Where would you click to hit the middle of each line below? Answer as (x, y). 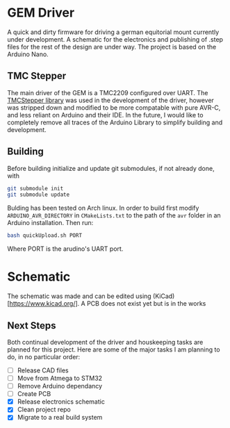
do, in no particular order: (44, 356)
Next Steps (32, 326)
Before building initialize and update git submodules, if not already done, (111, 168)
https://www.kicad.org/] (43, 304)
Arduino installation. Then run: (50, 223)
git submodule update (39, 195)
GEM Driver (41, 13)
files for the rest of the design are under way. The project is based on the (112, 47)
